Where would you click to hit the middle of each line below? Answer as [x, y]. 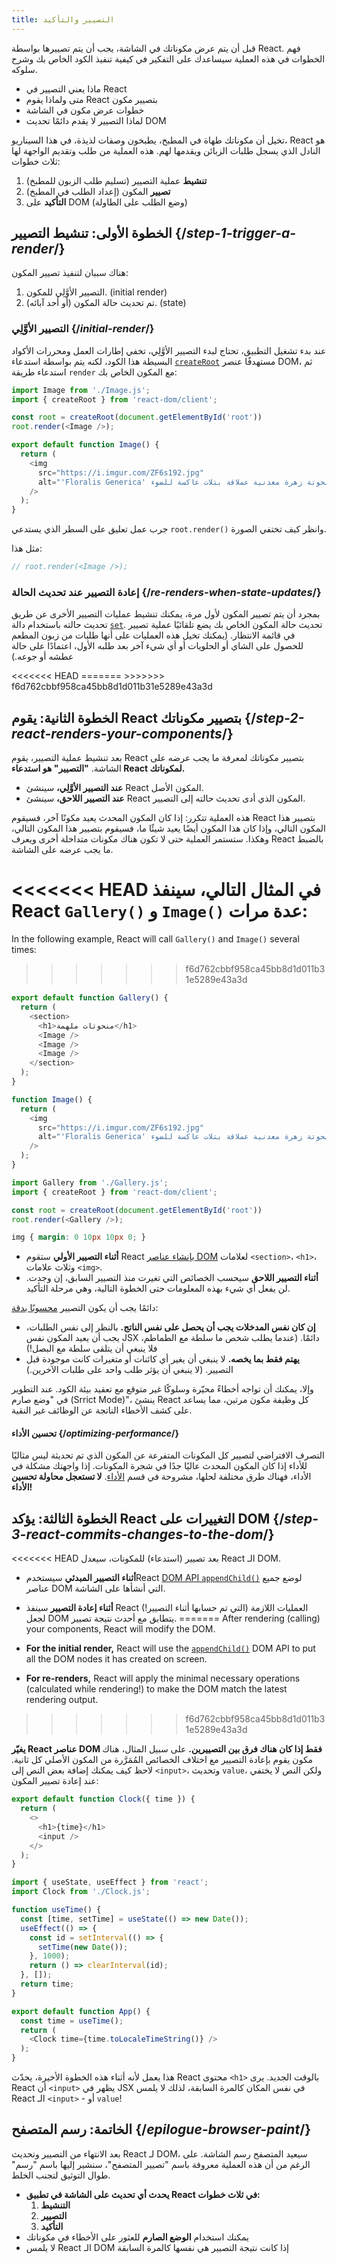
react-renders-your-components [117, 733]
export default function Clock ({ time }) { [103, 1799]
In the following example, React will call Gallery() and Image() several [155, 939]
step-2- [280, 717]
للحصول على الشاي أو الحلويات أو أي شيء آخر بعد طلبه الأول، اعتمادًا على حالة [157, 646]
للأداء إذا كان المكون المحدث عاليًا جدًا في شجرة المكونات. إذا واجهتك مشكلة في [159, 1466]
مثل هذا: [27, 548]
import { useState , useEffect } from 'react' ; [110, 1882]
